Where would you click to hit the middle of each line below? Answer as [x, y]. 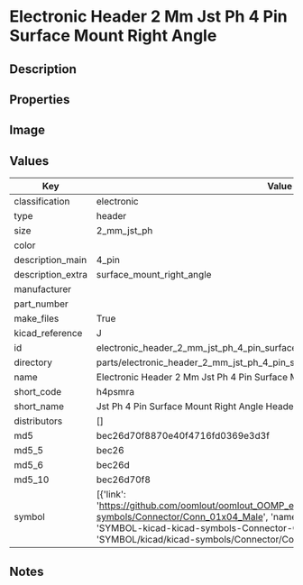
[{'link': [111, 495]
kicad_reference [48, 334]
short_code [38, 392]
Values [29, 161]
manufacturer [43, 289]
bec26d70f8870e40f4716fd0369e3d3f [183, 436]
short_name [39, 407]
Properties [40, 100]
